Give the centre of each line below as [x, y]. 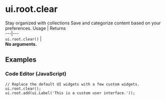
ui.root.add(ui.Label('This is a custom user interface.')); [70, 93]
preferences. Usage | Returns [35, 28]
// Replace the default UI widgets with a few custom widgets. [72, 84]
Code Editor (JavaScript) [36, 74]
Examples [21, 60]
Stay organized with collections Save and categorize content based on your [83, 23]
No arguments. [21, 44]
